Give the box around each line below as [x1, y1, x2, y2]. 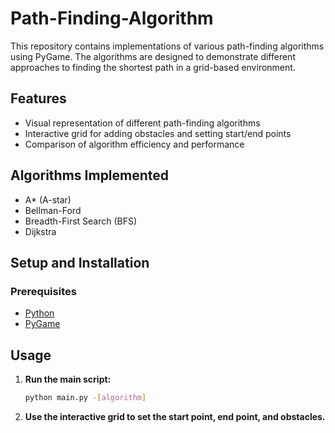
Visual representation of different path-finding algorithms [24, 117, 261, 129]
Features [10, 90, 67, 107]
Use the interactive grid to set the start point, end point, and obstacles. [24, 410, 326, 422]
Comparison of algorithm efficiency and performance [24, 138, 245, 150]
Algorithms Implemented [10, 167, 170, 184]
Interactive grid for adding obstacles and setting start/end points [24, 127, 292, 139]
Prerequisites [10, 284, 77, 298]
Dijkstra [24, 225, 57, 237]
